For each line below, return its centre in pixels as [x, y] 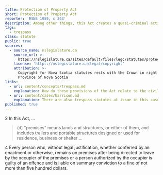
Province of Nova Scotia [43, 77]
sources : [14, 46]
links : [12, 82]
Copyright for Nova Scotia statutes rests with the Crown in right [88, 73]
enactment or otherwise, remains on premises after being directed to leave [80, 153]
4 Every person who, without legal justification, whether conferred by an [77, 147]
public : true [18, 41]
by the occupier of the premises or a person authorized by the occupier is [79, 158]
